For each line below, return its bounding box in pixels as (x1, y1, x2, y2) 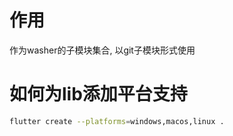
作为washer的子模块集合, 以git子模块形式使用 (9, 44, 196, 56)
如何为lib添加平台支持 (9, 83, 188, 106)
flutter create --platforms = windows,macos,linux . (9, 116, 225, 126)
